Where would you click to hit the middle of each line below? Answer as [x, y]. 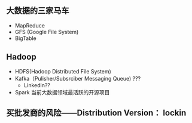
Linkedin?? [37, 85]
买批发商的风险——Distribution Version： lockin [96, 113]
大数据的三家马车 [38, 11]
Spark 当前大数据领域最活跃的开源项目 [62, 92]
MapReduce [30, 25]
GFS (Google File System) [47, 32]
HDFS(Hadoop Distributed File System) [63, 71]
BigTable [26, 38]
